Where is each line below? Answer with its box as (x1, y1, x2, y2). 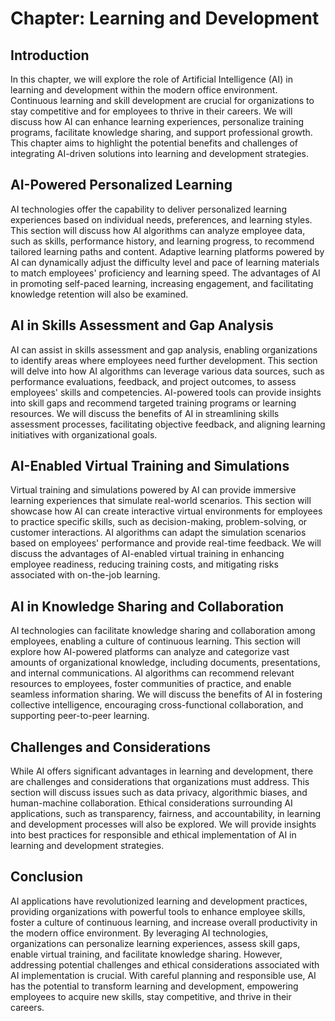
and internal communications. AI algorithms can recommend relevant (10, 667, 295, 679)
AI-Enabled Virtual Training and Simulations (10, 458, 290, 475)
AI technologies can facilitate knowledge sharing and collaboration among (10, 625, 316, 637)
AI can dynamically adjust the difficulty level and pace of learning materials (10, 256, 320, 268)
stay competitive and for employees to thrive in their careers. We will (10, 105, 293, 117)
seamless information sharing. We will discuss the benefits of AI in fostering (10, 688, 323, 701)
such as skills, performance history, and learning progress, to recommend (10, 235, 315, 247)
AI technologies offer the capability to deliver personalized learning (10, 203, 287, 215)
